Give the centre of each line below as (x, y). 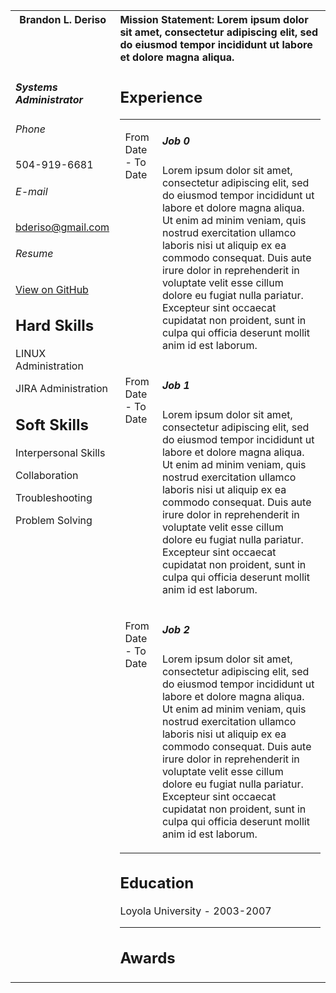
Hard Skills (55, 326)
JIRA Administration (61, 389)
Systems (36, 87)
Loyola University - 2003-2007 (195, 911)
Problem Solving (54, 520)
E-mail (31, 191)
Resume (34, 254)
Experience (161, 97)
